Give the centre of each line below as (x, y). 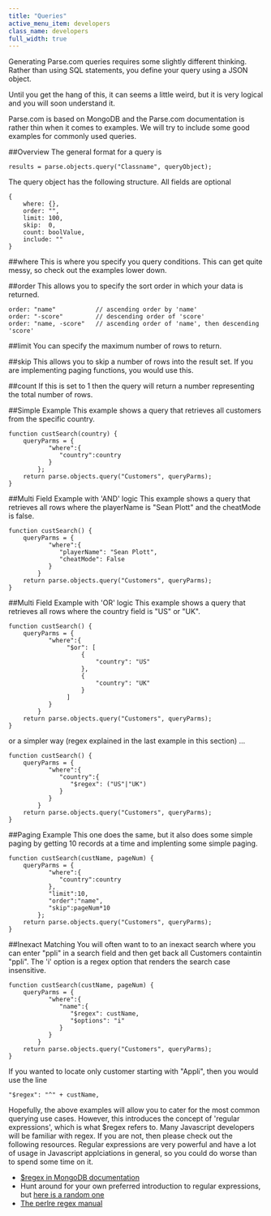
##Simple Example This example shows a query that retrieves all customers (135, 410)
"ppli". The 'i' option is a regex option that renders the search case (120, 962)
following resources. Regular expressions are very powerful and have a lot (133, 1145)
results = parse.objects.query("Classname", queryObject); (110, 167)
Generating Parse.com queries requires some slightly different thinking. (128, 62)
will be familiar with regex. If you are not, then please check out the (120, 1136)
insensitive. (28, 971)
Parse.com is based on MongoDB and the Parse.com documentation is (127, 119)
